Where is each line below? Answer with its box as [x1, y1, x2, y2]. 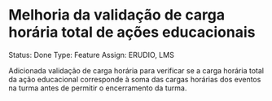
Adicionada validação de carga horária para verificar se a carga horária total [8, 65, 265, 75]
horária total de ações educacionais [8, 23, 256, 42]
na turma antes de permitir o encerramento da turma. [8, 83, 187, 93]
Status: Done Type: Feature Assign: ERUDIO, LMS [8, 50, 175, 59]
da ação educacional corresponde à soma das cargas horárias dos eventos [8, 74, 261, 84]
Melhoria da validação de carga [8, 6, 226, 24]
